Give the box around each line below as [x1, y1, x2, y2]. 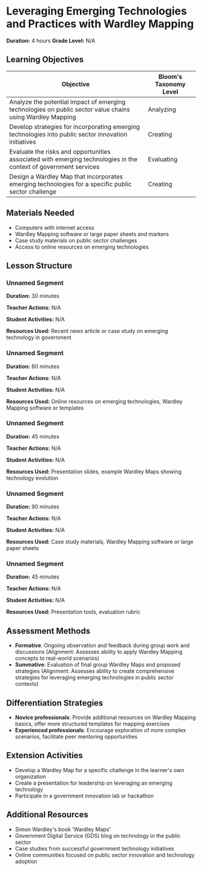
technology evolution [6, 474, 58, 481]
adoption [14, 858, 37, 865]
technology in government [6, 334, 72, 341]
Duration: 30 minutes [6, 293, 60, 300]
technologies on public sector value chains [9, 105, 130, 113]
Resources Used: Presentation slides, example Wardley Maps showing [6, 467, 182, 475]
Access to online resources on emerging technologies [14, 243, 149, 250]
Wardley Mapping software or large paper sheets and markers [14, 230, 170, 238]
